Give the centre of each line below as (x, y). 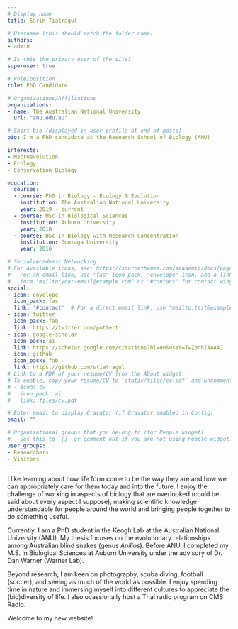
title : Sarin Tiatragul (42, 21)
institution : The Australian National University (95, 203)
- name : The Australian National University (74, 111)
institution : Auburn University (68, 222)
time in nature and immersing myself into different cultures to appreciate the (118, 589)
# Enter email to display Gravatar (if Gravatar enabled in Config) (110, 413)
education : (23, 183)
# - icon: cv (27, 387)
